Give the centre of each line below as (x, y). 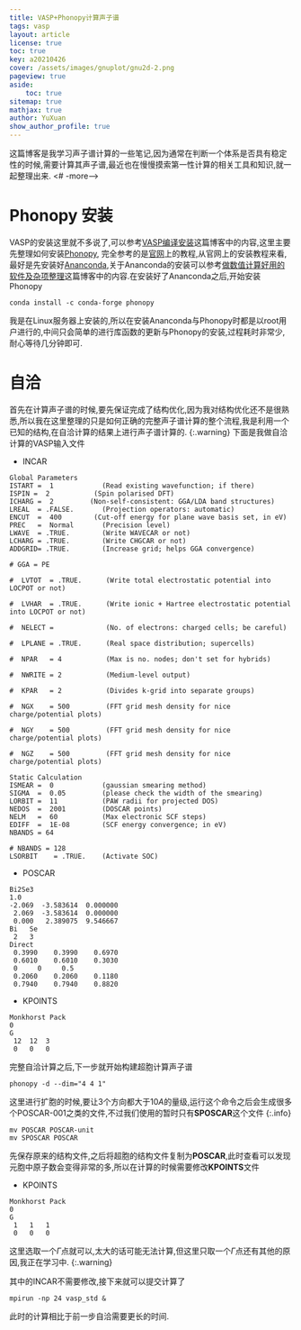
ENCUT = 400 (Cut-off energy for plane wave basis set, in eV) (148, 517)
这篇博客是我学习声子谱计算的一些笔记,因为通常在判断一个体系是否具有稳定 (148, 153)
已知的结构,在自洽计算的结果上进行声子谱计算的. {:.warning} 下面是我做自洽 (149, 432)
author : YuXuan (38, 118)
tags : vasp (30, 26)
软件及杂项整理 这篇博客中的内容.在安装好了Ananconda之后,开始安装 (135, 276)
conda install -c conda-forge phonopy (82, 303)
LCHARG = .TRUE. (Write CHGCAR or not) (98, 541)
